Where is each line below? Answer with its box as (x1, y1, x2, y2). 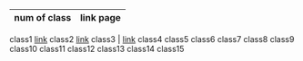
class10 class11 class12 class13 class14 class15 (9, 44, 185, 54)
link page (80, 12, 121, 23)
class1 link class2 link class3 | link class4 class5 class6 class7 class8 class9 (9, 34, 295, 44)
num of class (14, 12, 72, 23)
